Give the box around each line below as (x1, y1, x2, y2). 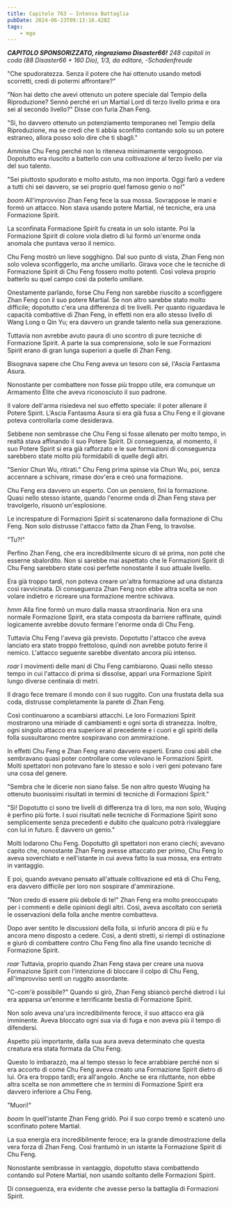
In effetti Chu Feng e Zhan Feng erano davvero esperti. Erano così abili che (7, 747, 222, 755)
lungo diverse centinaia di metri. (7, 677, 99, 686)
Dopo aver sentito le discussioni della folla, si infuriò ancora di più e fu (7, 924, 209, 933)
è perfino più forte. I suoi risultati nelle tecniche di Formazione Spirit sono (7, 811, 218, 819)
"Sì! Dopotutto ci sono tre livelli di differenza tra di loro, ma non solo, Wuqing (7, 803, 227, 812)
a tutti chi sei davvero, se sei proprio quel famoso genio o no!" (7, 182, 186, 191)
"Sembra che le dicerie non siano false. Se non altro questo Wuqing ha (7, 782, 210, 791)
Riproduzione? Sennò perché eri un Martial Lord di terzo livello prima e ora (7, 98, 220, 106)
